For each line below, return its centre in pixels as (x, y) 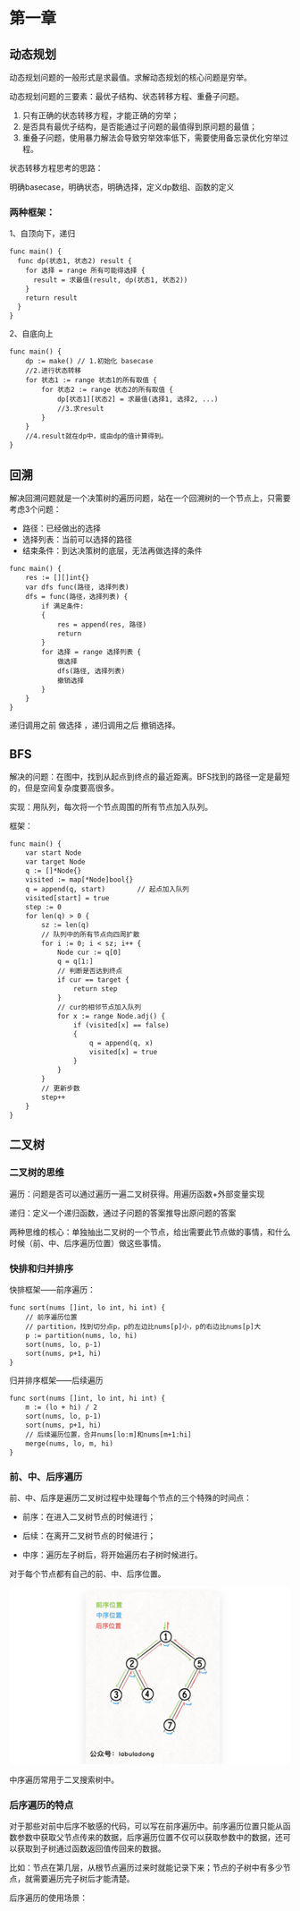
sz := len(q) (66, 925)
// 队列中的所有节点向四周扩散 (91, 934)
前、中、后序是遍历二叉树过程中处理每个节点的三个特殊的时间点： (130, 1498)
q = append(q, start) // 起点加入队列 (107, 889)
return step (95, 989)
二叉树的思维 (37, 1173)
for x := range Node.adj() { (111, 1016)
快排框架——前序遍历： (52, 1289)
